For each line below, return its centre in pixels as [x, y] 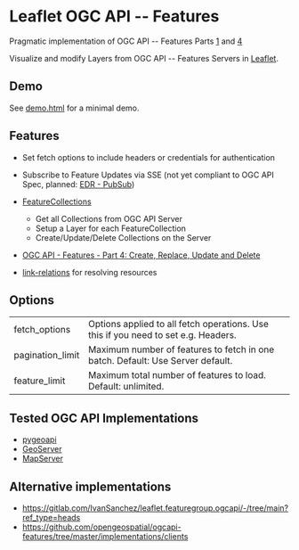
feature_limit [40, 381]
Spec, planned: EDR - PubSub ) [78, 184]
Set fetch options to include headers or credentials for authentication [149, 157]
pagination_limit [47, 356]
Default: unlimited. [126, 387]
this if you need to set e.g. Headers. [162, 335]
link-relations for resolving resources [89, 272]
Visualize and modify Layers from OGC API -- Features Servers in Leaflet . [144, 58]
